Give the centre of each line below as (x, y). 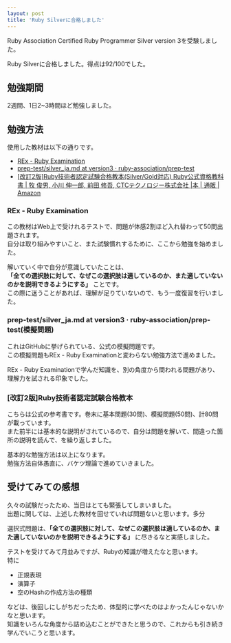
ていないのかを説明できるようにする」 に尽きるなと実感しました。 (119, 537)
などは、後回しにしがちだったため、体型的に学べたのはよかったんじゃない (112, 606)
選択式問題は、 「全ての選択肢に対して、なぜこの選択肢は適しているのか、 (111, 528)
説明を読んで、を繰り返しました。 (67, 440)
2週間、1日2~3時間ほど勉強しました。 (61, 106)
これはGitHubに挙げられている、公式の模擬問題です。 (83, 346)
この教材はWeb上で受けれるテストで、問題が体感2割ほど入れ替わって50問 (112, 227)
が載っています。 (31, 423)
